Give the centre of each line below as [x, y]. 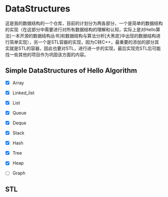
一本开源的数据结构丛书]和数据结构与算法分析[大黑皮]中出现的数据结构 [84, 36]
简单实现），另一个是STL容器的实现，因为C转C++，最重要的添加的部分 [82, 42]
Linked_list [23, 93]
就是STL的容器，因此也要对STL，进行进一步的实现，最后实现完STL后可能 [85, 48]
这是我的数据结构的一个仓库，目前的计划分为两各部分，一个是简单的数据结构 [84, 23]
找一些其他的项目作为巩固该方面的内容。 [47, 54]
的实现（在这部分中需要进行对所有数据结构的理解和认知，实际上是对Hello [80, 29]
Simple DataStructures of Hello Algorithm [71, 71]
